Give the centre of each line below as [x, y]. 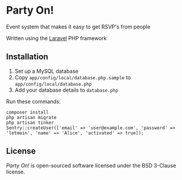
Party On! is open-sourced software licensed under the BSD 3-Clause [91, 165]
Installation [27, 57]
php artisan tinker [30, 123]
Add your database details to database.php [66, 90]
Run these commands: [33, 101]
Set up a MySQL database [46, 71]
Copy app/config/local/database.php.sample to [73, 77]
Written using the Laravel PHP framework [56, 38]
